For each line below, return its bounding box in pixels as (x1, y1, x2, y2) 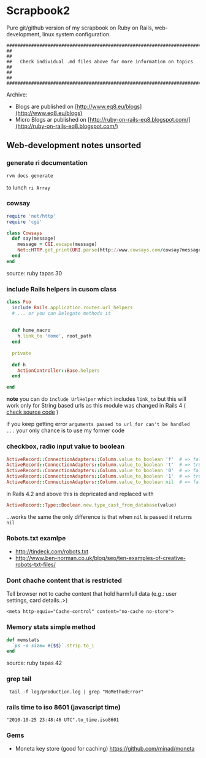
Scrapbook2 (6, 4, 71, 18)
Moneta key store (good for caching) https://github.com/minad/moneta (15, 745, 195, 752)
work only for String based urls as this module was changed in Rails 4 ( (6, 402, 186, 409)
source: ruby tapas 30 (6, 269, 63, 277)
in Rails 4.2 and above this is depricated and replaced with (6, 490, 154, 497)
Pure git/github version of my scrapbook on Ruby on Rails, (6, 24, 154, 31)
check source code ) (6, 408, 59, 416)
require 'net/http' (6, 213, 56, 219)
